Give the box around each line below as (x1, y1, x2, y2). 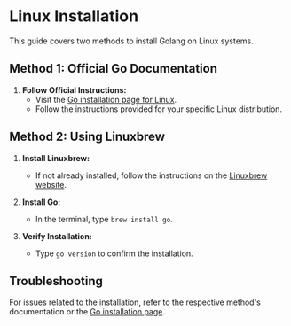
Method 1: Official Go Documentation (9, 61, 217, 76)
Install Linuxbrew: (21, 152, 90, 163)
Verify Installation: (21, 230, 93, 241)
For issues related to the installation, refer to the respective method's (9, 297, 262, 307)
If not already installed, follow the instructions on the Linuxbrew (35, 170, 268, 181)
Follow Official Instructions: (21, 84, 127, 95)
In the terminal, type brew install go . (35, 213, 173, 224)
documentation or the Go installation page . (9, 307, 166, 317)
